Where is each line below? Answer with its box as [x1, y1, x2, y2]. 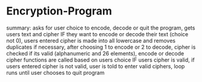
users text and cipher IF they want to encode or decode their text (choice [6, 30, 189, 37]
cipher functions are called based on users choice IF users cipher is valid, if [6, 56, 195, 63]
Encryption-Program [6, 4, 112, 18]
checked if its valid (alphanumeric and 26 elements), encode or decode [6, 49, 184, 57]
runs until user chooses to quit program [6, 69, 105, 76]
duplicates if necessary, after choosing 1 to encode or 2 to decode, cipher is [6, 43, 196, 51]
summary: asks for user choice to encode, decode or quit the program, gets [6, 24, 195, 31]
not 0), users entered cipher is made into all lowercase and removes [6, 37, 176, 44]
